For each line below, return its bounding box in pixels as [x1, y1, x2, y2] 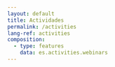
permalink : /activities [7, 23, 77, 30]
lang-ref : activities [7, 29, 71, 37]
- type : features [13, 43, 65, 50]
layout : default [7, 10, 55, 17]
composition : [7, 36, 46, 43]
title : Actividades [7, 17, 65, 24]
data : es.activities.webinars [20, 50, 109, 57]
